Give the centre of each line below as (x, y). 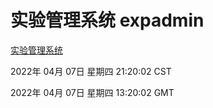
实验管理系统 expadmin (107, 20)
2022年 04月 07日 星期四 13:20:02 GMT (92, 92)
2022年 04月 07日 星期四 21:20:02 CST (91, 71)
